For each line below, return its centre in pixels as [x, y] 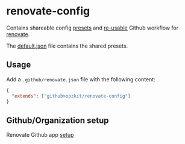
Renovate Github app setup [40, 135]
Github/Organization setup [58, 120]
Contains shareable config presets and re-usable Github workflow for [92, 28]
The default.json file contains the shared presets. [67, 46]
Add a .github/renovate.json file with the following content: [81, 79]
